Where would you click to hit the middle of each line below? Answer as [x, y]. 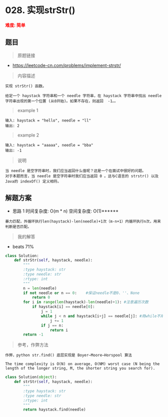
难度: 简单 [15, 25]
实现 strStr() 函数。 [26, 86]
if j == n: [52, 325]
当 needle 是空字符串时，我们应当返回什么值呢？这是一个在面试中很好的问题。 [75, 170]
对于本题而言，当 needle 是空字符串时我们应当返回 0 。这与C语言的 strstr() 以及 [82, 176]
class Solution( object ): [31, 377]
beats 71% [23, 246]
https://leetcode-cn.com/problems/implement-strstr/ [67, 65]
